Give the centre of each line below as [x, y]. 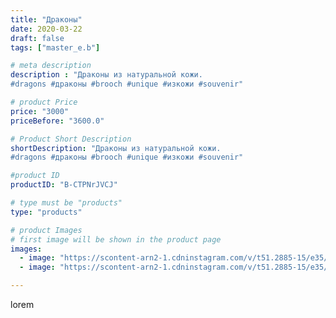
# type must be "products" [66, 203]
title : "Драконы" [46, 19]
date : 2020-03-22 [46, 29]
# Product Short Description [71, 139]
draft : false [37, 38]
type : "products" [46, 212]
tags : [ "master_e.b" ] [55, 47]
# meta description [51, 66]
